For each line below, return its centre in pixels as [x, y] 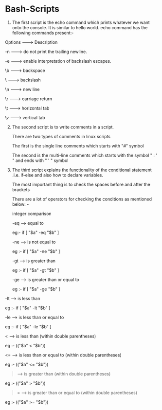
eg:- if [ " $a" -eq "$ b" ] [36, 232]
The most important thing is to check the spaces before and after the [81, 184]
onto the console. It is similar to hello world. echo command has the [80, 27]
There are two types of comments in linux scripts [61, 136]
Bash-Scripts [32, 9]
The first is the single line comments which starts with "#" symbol [78, 146]
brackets [21, 189]
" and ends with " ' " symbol [40, 160]
